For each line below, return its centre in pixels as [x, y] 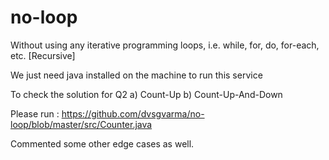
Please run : [35, 113]
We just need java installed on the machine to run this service [136, 75]
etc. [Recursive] [43, 55]
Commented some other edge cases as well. [102, 143]
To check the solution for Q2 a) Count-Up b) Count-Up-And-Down [146, 94]
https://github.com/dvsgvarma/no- [133, 113]
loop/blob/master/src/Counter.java [81, 124]
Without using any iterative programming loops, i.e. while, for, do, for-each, [165, 45]
